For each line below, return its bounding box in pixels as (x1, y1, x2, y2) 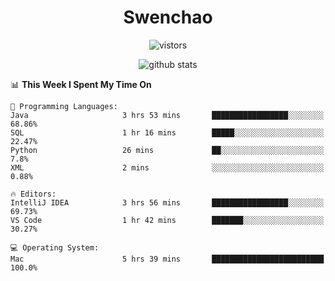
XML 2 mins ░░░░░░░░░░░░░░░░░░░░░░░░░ (10, 162, 325, 173)
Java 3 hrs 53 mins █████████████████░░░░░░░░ (10, 110, 325, 120)
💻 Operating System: (10, 242, 100, 253)
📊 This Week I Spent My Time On (10, 78, 152, 90)
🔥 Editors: (10, 189, 57, 199)
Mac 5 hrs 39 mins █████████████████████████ (10, 254, 325, 264)
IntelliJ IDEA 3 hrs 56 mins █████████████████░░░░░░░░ (10, 197, 325, 208)
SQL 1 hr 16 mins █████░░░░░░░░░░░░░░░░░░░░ (10, 127, 325, 138)
